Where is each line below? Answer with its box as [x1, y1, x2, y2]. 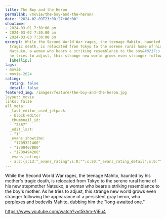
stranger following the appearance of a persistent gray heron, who [5, 193, 141, 199]
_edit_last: [9, 127, 35, 131]
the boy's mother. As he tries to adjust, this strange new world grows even [5, 188, 157, 194]
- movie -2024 [5, 72, 32, 77]
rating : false [9, 81, 39, 86]
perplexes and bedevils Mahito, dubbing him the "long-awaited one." [5, 199, 145, 205]
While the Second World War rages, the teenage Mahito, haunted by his [5, 173, 151, 178]
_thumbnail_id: [9, 117, 41, 123]
